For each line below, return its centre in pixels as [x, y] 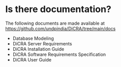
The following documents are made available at [55, 23]
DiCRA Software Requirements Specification [59, 54]
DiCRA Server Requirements [42, 43]
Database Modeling [33, 38]
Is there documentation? [58, 9]
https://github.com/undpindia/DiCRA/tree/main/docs [60, 28]
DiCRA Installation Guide [39, 49]
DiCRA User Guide [32, 59]
